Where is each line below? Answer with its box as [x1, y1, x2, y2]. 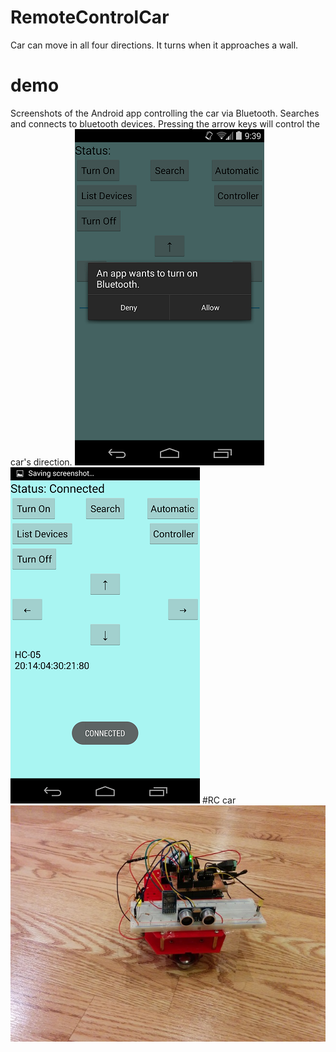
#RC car [201, 794, 237, 806]
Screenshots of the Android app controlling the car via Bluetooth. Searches [10, 107, 320, 119]
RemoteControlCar [10, 6, 170, 29]
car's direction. [10, 456, 73, 468]
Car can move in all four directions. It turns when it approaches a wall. [10, 39, 299, 51]
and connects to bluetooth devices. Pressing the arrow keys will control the [10, 117, 320, 130]
